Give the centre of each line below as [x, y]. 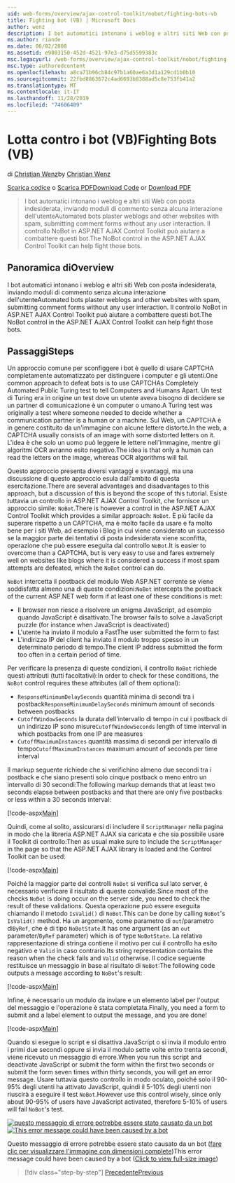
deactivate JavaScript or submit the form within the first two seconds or [111, 1065]
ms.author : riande [34, 40]
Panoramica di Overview [60, 268]
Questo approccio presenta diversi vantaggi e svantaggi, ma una [100, 471]
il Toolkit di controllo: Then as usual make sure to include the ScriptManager [115, 842]
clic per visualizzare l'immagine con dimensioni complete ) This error [105, 1151]
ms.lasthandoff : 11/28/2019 [48, 99]
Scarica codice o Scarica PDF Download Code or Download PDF [99, 187]
